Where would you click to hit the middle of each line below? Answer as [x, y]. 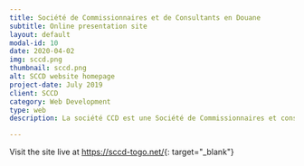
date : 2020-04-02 [42, 51]
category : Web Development [60, 101]
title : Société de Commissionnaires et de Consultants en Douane [135, 18]
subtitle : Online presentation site [78, 26]
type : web [28, 110]
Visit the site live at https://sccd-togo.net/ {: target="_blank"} [122, 152]
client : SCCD [34, 93]
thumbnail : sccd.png [48, 69]
